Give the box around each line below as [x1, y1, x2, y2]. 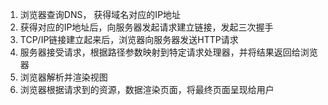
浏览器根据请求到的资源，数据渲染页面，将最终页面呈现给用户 [19, 84, 275, 95]
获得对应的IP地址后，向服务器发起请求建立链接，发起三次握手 [19, 21, 274, 33]
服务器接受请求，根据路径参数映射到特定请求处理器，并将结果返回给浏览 [19, 46, 318, 58]
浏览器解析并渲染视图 [19, 71, 108, 83]
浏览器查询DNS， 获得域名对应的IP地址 [19, 9, 182, 20]
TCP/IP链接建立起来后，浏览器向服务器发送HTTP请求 [19, 34, 239, 45]
